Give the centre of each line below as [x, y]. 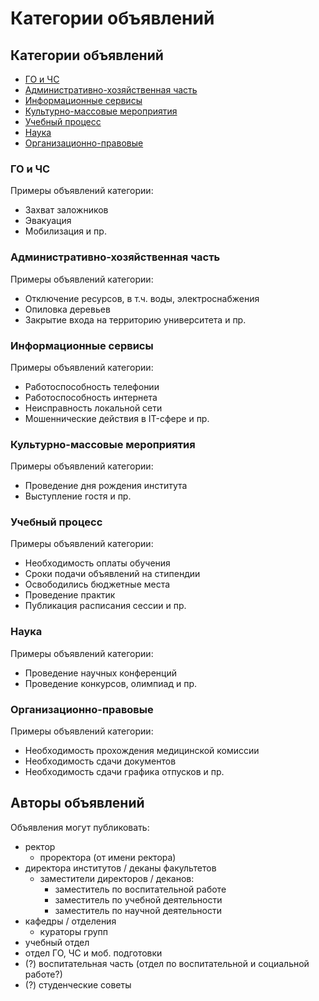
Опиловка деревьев [67, 309]
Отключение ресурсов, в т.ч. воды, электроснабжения [142, 298]
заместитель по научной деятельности [138, 910]
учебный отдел [57, 942]
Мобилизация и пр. [65, 231]
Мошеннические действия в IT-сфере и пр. [117, 418]
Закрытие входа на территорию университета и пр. [135, 319]
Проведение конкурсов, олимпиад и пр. [111, 683]
